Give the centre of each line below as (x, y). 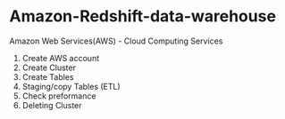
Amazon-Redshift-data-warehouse (143, 16)
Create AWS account (61, 58)
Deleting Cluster (52, 105)
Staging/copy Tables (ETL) (71, 86)
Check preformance (59, 96)
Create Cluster (49, 67)
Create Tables (48, 76)
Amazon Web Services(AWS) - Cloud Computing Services (116, 41)
